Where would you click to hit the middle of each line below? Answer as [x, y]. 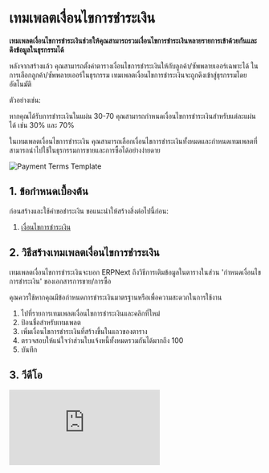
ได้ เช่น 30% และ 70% [42, 124]
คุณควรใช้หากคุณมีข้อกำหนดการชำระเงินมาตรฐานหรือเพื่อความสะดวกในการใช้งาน [116, 297]
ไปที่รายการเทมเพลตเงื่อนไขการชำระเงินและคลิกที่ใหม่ [90, 313]
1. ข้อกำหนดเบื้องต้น [49, 192]
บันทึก [29, 349]
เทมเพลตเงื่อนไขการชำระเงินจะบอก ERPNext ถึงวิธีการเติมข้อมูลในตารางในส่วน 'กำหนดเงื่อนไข [135, 272]
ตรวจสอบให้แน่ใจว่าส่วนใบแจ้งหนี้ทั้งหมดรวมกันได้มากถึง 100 [102, 340]
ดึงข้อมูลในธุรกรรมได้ [37, 50]
